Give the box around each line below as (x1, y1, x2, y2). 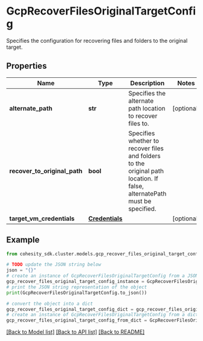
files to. (128, 119, 149, 127)
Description (130, 78, 165, 87)
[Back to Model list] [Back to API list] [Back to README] (6, 328, 145, 336)
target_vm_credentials (9, 214, 75, 223)
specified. (128, 204, 156, 212)
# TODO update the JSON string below (6, 261, 101, 268)
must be (128, 197, 152, 205)
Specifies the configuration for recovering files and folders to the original (6, 37, 188, 44)
